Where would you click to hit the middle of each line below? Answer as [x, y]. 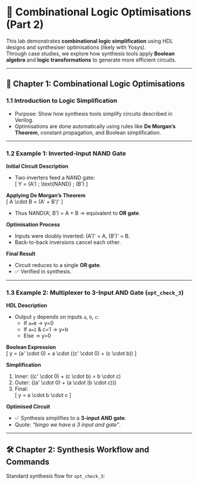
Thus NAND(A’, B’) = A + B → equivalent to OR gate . [77, 213]
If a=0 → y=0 [39, 323]
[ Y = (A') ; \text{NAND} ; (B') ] [51, 184]
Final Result [21, 253]
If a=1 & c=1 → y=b [46, 330]
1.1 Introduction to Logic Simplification [62, 101]
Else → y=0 [37, 336]
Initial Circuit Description [37, 166]
